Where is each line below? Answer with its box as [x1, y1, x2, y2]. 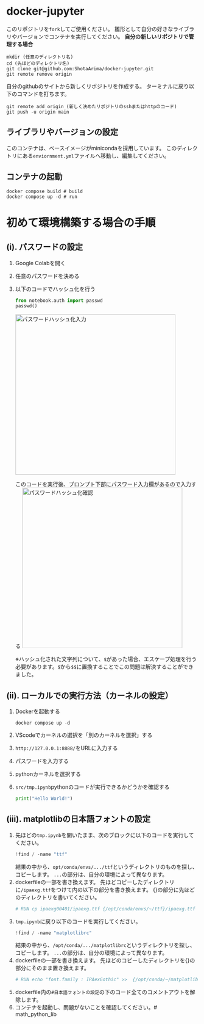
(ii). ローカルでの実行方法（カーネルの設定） [6, 690, 174, 701]
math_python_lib [15, 1011, 57, 1018]
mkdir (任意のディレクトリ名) [6, 54, 74, 60]
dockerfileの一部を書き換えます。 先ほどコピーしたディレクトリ [15, 878, 175, 885]
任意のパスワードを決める [15, 272, 80, 279]
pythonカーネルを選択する [15, 770, 81, 778]
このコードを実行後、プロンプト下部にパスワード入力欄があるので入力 [15, 481, 192, 488]
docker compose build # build [6, 188, 83, 194]
